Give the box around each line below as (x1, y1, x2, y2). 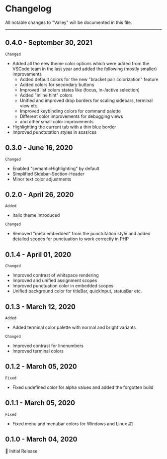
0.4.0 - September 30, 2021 (5, 38, 93, 47)
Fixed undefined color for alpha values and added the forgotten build (12, 384, 154, 390)
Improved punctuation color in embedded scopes (12, 283, 114, 289)
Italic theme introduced (12, 212, 60, 218)
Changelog (5, 3, 52, 14)
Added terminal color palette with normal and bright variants (12, 324, 136, 330)
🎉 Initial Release (5, 448, 38, 454)
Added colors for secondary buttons (19, 82, 94, 88)
